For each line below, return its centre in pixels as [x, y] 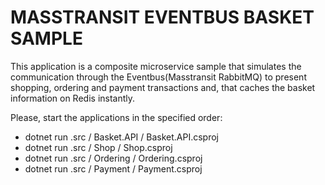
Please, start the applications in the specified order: [116, 117]
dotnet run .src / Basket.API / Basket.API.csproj [121, 137]
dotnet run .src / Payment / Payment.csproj [113, 168]
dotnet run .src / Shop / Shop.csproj [98, 147]
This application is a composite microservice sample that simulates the [156, 66]
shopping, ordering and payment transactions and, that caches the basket [163, 87]
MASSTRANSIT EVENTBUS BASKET [162, 17]
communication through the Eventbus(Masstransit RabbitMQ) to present [158, 77]
